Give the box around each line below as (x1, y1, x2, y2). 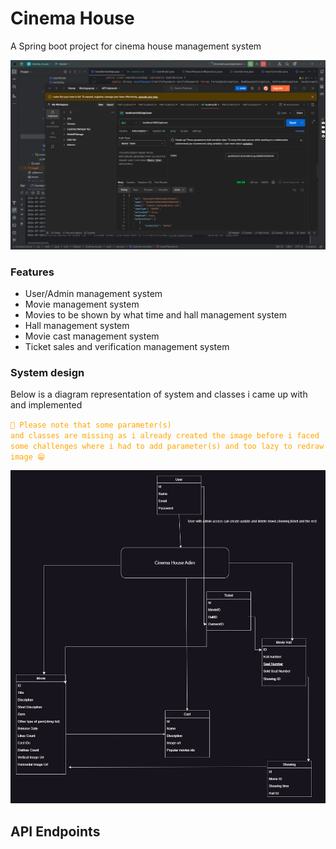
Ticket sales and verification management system (24, 340, 230, 352)
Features (10, 265, 55, 279)
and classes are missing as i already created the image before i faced (10, 431, 320, 441)
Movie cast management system (24, 330, 160, 342)
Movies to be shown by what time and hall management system (24, 308, 288, 321)
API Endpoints (10, 823, 101, 840)
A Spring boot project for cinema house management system (10, 40, 262, 52)
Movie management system (24, 298, 140, 310)
